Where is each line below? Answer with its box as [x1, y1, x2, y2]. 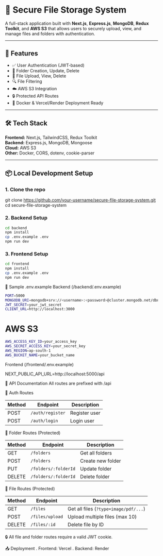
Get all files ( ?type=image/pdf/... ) [67, 505, 146, 512]
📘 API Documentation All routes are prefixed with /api [5, 380, 112, 386]
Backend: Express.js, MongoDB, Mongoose [5, 139, 93, 145]
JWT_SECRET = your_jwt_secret [5, 302, 62, 307]
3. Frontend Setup [5, 250, 49, 257]
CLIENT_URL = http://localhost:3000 [5, 307, 75, 312]
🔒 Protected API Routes [12, 93, 59, 99]
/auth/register [31, 410, 65, 416]
